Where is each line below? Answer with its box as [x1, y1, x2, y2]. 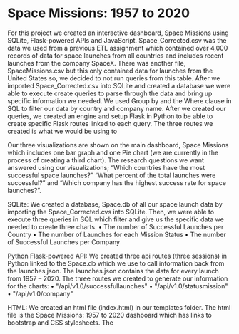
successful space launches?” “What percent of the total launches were [7, 171, 216, 179]
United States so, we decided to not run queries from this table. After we [7, 73, 220, 83]
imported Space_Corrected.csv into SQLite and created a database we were [7, 81, 231, 90]
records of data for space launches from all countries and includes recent [7, 51, 224, 60]
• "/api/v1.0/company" [7, 289, 73, 298]
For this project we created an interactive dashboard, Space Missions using [7, 28, 230, 37]
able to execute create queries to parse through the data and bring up [7, 89, 213, 98]
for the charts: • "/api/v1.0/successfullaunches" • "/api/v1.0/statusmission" [7, 281, 228, 290]
